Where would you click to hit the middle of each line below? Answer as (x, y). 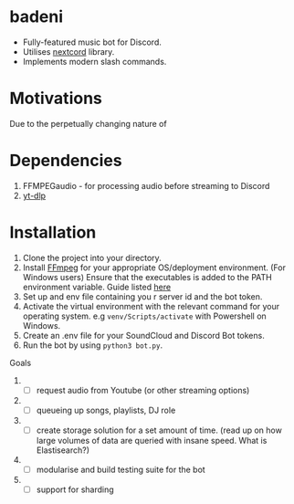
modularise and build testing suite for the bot (121, 469)
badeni (37, 17)
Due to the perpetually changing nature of (88, 123)
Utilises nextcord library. (68, 51)
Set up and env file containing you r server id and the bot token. (142, 296)
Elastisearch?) (63, 450)
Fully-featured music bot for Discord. (92, 42)
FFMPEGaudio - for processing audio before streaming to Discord (146, 185)
